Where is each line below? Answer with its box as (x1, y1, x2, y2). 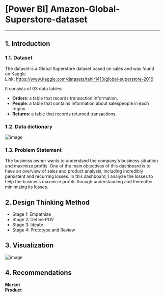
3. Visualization (5, 241, 54, 250)
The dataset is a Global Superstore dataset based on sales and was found (5, 66, 155, 71)
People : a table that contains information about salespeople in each (12, 100, 149, 106)
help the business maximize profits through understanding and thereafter (5, 179, 153, 185)
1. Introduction (5, 39, 50, 48)
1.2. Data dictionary (5, 123, 53, 130)
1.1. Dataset (5, 54, 33, 61)
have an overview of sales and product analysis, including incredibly (5, 168, 143, 174)
